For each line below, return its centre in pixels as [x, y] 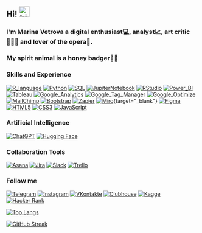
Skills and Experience [39, 75]
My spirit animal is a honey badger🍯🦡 [62, 58]
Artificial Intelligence [38, 123]
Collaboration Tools [36, 151]
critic [182, 32]
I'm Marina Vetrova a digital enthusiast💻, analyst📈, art [90, 32]
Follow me [22, 181]
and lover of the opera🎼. [57, 42]
